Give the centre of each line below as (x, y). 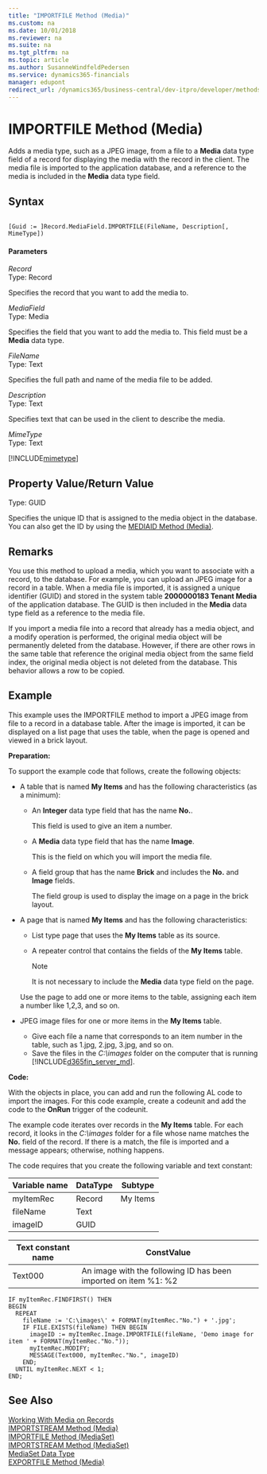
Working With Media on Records (61, 1419)
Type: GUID (27, 503)
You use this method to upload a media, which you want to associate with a (132, 571)
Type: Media (29, 317)
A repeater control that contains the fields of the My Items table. (137, 950)
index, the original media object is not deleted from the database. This (123, 662)
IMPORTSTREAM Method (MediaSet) (69, 1445)
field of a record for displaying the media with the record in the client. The (129, 159)
